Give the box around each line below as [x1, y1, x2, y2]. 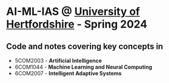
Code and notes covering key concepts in [6, 41, 164, 51]
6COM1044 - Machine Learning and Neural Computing [14, 63, 153, 70]
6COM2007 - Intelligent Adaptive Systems [14, 70, 122, 76]
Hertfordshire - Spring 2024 [6, 17, 148, 31]
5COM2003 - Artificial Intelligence [14, 57, 102, 64]
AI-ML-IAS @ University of [6, 5, 140, 19]
